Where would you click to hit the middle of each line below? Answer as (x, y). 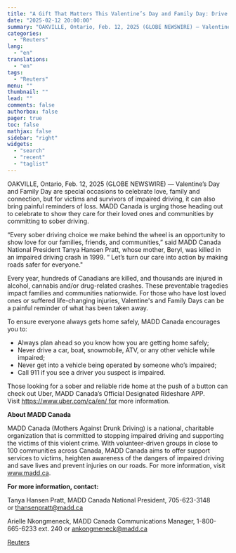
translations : (28, 60)
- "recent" (29, 158)
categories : (25, 33)
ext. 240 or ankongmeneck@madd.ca (93, 528)
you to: (18, 329)
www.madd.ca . (29, 473)
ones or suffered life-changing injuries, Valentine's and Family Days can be (116, 300)
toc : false (23, 125)
